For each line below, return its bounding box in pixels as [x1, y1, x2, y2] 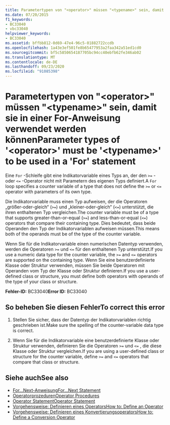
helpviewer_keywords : [5, 31, 51, 36]
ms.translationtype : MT [5, 54, 56, 60]
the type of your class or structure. [5, 278, 78, 285]
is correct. [12, 327, 34, 333]
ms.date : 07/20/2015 [5, 12, 49, 17]
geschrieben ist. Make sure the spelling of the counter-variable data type [12, 322, 164, 328]
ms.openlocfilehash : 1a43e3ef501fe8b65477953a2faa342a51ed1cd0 [5, 45, 142, 50]
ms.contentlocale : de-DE [5, 59, 58, 65]
